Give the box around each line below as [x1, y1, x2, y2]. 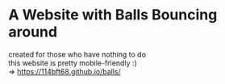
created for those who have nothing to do [8, 49, 147, 59]
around [8, 23, 58, 41]
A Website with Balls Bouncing [8, 6, 218, 24]
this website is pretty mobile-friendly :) [8, 58, 137, 68]
